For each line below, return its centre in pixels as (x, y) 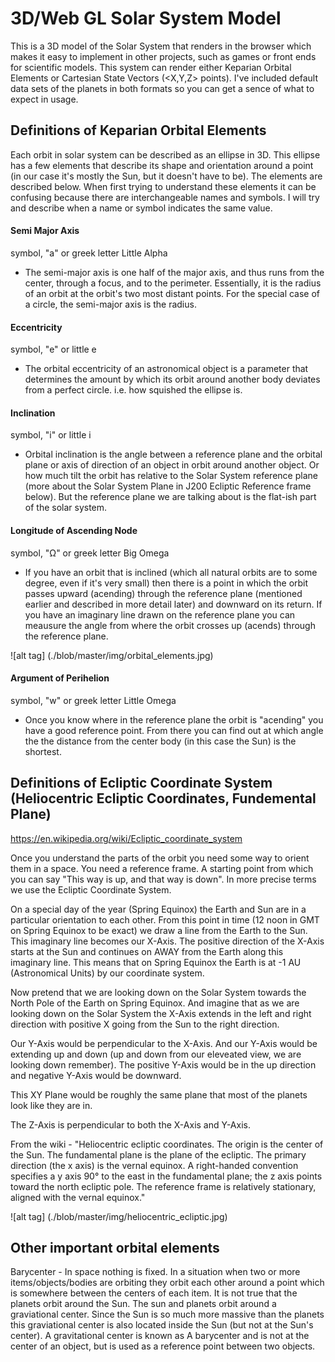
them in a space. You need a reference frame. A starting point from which (162, 868)
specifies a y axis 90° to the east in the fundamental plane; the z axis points (166, 1176)
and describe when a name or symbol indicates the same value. (141, 208)
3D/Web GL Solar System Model (146, 18)
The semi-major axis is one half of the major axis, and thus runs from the (174, 272)
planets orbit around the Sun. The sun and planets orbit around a (143, 1304)
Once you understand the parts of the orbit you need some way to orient (160, 858)
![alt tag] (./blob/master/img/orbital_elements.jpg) (112, 655)
